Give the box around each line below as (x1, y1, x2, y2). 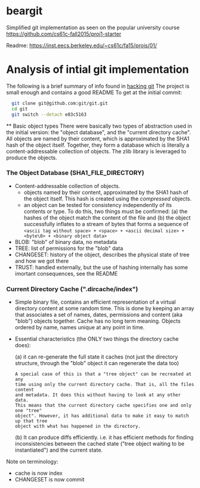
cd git (11, 106, 28, 112)
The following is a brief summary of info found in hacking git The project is (6, 82, 190, 89)
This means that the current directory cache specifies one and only (14, 403, 192, 409)
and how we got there (14, 257, 69, 264)
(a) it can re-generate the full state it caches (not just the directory (14, 353, 178, 360)
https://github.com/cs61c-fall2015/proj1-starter (6, 30, 121, 37)
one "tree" (14, 407, 42, 414)
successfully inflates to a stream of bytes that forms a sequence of (23, 220, 189, 227)
